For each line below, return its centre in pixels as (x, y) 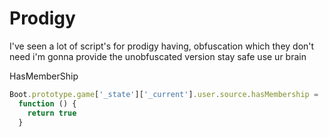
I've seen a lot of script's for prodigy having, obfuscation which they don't (162, 46)
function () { (47, 103)
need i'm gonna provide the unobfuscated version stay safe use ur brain (158, 56)
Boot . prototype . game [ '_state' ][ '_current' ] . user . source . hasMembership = (164, 94)
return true (52, 113)
